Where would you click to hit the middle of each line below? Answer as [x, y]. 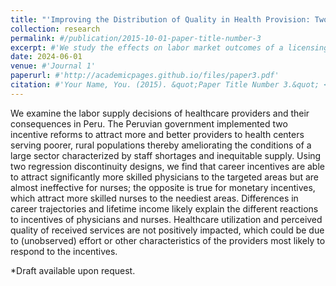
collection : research [55, 29]
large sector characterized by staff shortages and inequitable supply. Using [166, 155]
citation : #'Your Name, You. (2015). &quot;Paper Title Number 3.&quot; [165, 85]
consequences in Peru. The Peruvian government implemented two [149, 123]
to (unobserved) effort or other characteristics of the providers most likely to [168, 240]
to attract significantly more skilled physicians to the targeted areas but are [164, 177]
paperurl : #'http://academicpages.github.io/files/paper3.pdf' [145, 76]
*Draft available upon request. [73, 270]
